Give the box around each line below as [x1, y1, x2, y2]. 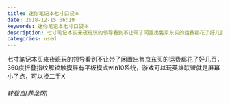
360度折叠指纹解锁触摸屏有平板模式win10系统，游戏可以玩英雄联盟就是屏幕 [7, 64, 220, 72]
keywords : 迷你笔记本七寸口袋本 [7, 23, 89, 29]
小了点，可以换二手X [7, 73, 66, 81]
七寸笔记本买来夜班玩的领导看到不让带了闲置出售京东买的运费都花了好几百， [7, 55, 223, 64]
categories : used [7, 36, 57, 42]
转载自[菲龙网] [7, 89, 48, 97]
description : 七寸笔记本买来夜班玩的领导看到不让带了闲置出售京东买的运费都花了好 [7, 29, 216, 36]
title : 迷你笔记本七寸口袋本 [7, 10, 80, 17]
